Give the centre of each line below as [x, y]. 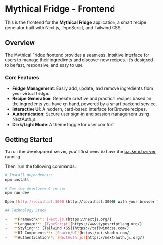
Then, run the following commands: [41, 166]
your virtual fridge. [31, 94]
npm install [17, 179]
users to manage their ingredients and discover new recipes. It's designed [79, 60]
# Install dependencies [29, 175]
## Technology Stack [26, 210]
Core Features [22, 77]
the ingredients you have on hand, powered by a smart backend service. [84, 104]
